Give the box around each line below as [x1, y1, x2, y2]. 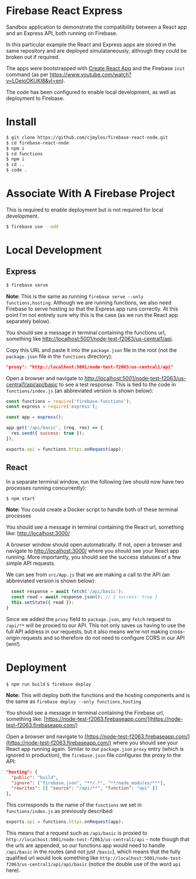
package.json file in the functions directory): [6, 353, 113, 360]
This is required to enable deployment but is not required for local [6, 206, 163, 213]
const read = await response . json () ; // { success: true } [11, 594, 158, 600]
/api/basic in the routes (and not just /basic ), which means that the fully [6, 848, 181, 855]
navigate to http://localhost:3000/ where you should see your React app [6, 547, 180, 554]
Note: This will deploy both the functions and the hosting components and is [6, 691, 190, 698]
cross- [169, 628, 185, 635]
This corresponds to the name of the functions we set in [6, 801, 142, 808]
